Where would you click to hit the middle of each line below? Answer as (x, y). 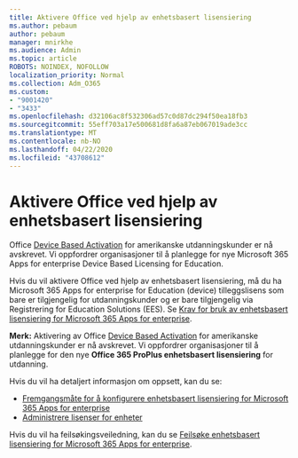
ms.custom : (29, 91)
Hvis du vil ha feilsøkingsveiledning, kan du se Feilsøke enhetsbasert (134, 435)
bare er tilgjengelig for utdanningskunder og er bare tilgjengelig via (131, 300)
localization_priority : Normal (67, 75)
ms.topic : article (43, 59)
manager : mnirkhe (41, 42)
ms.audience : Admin (45, 51)
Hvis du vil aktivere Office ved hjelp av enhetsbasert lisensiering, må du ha (145, 281)
